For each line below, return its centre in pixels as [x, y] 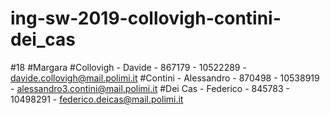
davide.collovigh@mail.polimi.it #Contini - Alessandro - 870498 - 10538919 [165, 78]
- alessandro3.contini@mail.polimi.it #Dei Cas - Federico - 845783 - [150, 88]
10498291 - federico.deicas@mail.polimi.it [97, 99]
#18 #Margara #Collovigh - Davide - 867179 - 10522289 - [128, 67]
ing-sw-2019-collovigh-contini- [146, 18]
